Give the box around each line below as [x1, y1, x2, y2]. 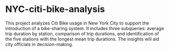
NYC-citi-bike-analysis [5, 3, 105, 15]
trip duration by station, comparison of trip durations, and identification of [5, 30, 159, 36]
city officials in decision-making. [5, 41, 74, 47]
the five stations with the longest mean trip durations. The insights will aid [5, 36, 159, 42]
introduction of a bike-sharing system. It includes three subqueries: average [5, 25, 164, 31]
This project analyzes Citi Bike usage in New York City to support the [5, 20, 149, 26]
